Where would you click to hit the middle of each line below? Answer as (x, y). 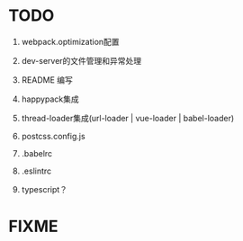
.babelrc (37, 153)
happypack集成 (50, 99)
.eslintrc (36, 171)
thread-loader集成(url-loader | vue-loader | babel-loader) (128, 118)
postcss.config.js (54, 136)
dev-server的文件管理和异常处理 (81, 60)
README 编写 (47, 80)
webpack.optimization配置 (70, 41)
